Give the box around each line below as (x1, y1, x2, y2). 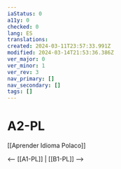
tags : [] (7, 88, 33, 95)
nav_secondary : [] (7, 82, 61, 89)
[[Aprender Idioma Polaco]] (7, 141, 86, 150)
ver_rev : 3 (7, 68, 39, 75)
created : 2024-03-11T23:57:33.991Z (7, 43, 111, 50)
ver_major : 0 (7, 56, 45, 63)
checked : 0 (7, 23, 39, 30)
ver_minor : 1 (7, 62, 45, 69)
